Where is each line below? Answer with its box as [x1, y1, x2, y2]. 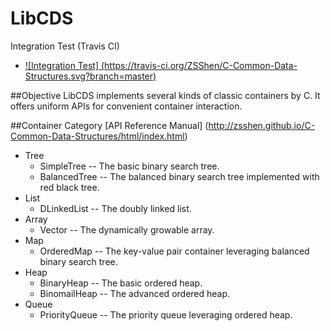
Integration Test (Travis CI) [10, 40, 120, 52]
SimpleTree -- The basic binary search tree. [39, 160, 220, 172]
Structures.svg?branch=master [24, 70, 154, 82]
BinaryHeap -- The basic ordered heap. [39, 277, 203, 289]
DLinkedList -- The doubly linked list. [39, 202, 192, 214]
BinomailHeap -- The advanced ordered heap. [39, 287, 231, 299]
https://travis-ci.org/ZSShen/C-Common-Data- [104, 59, 298, 71]
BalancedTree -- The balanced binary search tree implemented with [39, 170, 320, 182]
